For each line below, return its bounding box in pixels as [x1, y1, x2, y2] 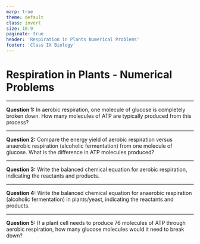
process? [6, 118, 29, 126]
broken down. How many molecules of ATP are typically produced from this [6, 112, 192, 120]
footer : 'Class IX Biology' [6, 42, 76, 48]
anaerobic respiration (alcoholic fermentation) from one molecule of [6, 142, 173, 150]
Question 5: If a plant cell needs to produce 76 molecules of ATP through [6, 219, 186, 226]
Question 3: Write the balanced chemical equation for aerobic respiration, [6, 166, 187, 173]
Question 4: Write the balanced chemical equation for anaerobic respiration [6, 189, 192, 196]
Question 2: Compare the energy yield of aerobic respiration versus [6, 136, 173, 143]
